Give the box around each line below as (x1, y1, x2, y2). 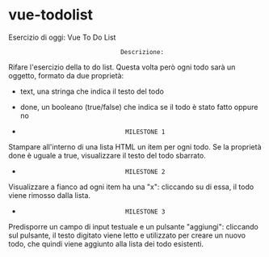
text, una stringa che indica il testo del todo (19, 86, 164, 96)
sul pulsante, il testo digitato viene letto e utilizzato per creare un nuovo (8, 230, 246, 240)
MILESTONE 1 (124, 128, 166, 136)
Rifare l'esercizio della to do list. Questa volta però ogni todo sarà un (8, 62, 236, 72)
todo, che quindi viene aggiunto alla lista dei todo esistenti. (8, 238, 204, 248)
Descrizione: (120, 48, 164, 56)
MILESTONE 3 (124, 208, 166, 216)
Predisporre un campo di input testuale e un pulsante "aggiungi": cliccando (8, 221, 258, 231)
